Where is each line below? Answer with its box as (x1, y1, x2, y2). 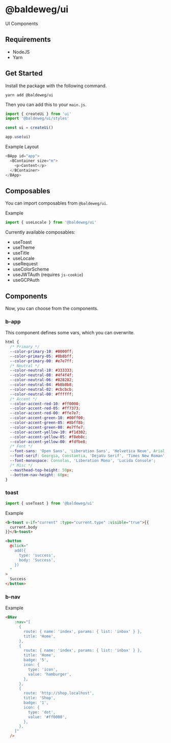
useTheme (12, 244, 35, 251)
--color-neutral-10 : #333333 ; (10, 368, 74, 373)
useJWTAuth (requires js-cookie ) (12, 271, 83, 278)
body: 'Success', (18, 557, 56, 562)
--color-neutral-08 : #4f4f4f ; (10, 373, 74, 378)
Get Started (5, 69, 43, 78)
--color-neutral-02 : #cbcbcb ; (10, 387, 74, 392)
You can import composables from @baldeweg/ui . (5, 200, 108, 206)
